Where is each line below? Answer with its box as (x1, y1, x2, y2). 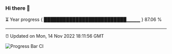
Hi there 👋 (5, 5, 31, 12)
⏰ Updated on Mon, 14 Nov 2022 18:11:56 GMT (5, 33, 104, 39)
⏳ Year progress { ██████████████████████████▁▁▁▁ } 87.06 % (5, 16, 162, 22)
